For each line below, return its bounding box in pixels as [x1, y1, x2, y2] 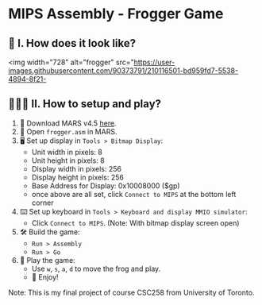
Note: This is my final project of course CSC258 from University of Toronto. [8, 288, 255, 297]
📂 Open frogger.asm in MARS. [19, 126, 118, 136]
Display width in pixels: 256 [31, 164, 121, 173]
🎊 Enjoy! [31, 272, 59, 282]
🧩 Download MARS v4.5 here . [19, 118, 117, 128]
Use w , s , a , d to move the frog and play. [31, 264, 161, 273]
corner [31, 198, 54, 207]
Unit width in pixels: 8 [31, 147, 103, 156]
